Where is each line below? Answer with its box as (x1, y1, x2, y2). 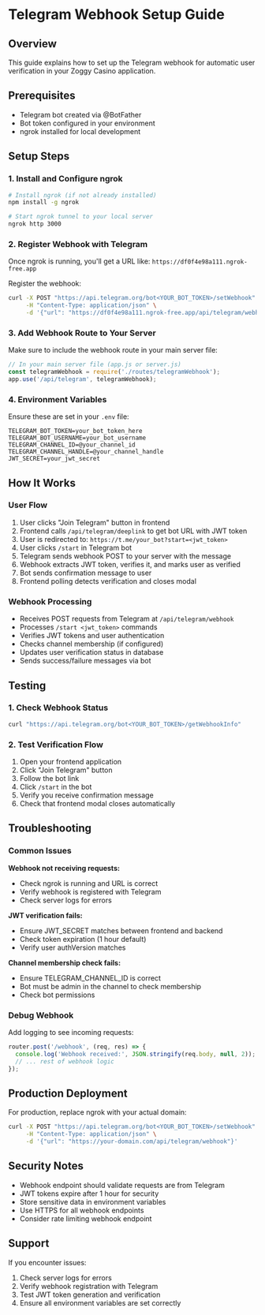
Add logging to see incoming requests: (8, 1027, 134, 1037)
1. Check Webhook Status (8, 702, 109, 713)
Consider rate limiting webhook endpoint (19, 1213, 152, 1223)
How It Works (8, 476, 77, 490)
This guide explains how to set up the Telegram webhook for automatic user (8, 58, 256, 67)
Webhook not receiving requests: (8, 863, 121, 872)
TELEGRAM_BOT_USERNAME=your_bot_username (8, 434, 147, 443)
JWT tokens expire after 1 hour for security (19, 1189, 159, 1198)
